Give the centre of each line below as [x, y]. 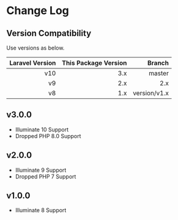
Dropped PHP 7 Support [46, 176]
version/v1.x [151, 93]
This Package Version [95, 63]
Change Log [38, 11]
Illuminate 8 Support [41, 210]
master [159, 73]
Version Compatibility [49, 33]
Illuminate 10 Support [42, 130]
